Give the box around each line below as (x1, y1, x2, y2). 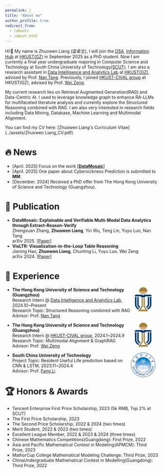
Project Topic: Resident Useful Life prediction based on (12, 357, 123, 363)
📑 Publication (5, 201, 60, 212)
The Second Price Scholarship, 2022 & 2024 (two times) (12, 421, 126, 427)
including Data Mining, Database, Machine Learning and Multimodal (5, 110, 141, 116)
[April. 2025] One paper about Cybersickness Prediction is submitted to (12, 168, 156, 174)
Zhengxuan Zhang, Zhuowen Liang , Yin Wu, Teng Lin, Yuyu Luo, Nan (12, 227, 152, 233)
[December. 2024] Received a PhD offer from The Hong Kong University (12, 179, 157, 185)
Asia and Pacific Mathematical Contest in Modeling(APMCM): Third (12, 442, 147, 448)
